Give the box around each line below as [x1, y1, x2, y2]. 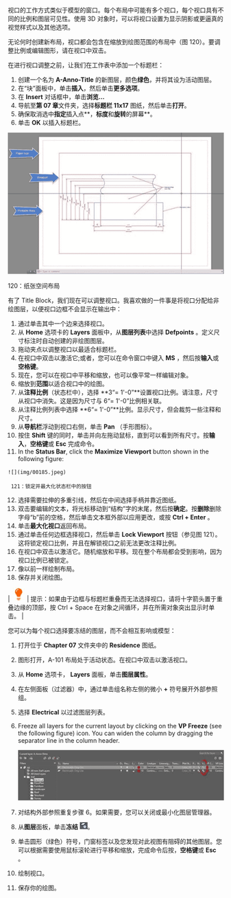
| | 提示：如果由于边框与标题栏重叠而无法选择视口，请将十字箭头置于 [8, 595, 217, 603]
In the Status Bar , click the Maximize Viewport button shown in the [17, 447, 210, 456]
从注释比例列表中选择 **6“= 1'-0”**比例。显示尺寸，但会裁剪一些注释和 [17, 405, 221, 414]
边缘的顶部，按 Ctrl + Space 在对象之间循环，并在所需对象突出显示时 [13, 603, 209, 611]
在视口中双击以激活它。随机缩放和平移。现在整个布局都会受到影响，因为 [17, 548, 222, 556]
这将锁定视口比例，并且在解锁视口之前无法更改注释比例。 [17, 539, 180, 548]
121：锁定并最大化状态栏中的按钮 [10, 483, 92, 490]
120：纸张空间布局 [8, 282, 60, 290]
